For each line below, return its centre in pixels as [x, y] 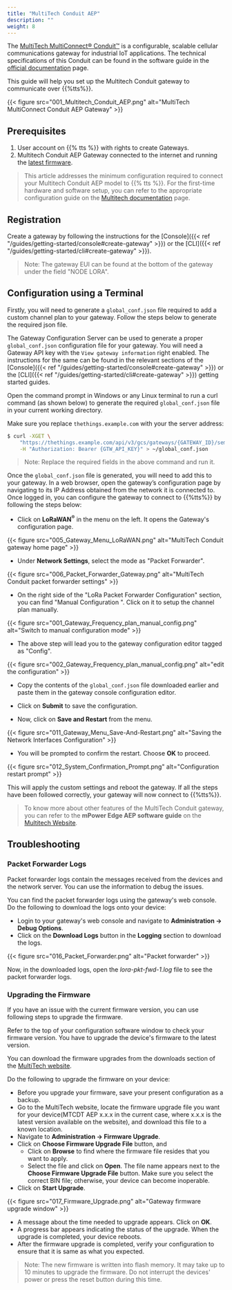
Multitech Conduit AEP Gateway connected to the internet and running [117, 155]
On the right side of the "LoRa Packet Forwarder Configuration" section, [119, 595]
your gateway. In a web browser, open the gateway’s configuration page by [114, 483]
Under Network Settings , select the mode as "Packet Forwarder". [111, 561]
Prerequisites [37, 131]
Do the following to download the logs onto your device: [87, 907]
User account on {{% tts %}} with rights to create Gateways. [103, 148]
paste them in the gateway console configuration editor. [96, 693]
